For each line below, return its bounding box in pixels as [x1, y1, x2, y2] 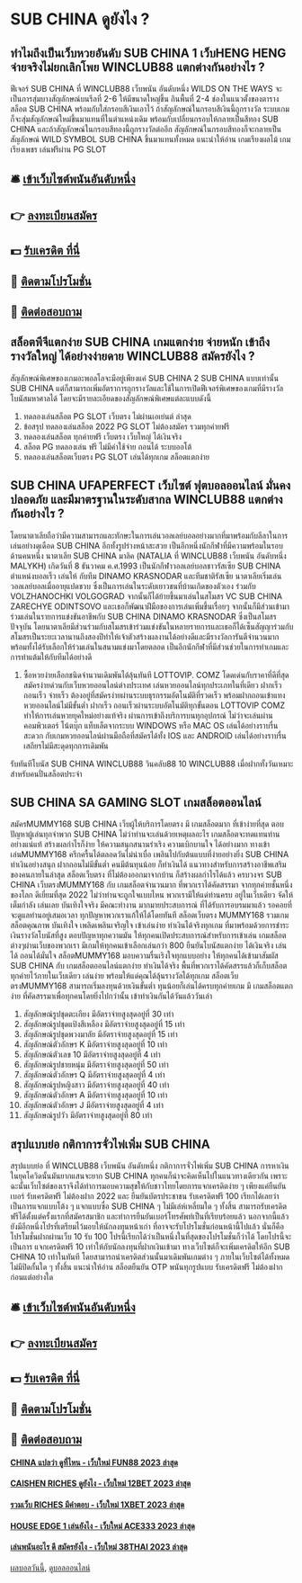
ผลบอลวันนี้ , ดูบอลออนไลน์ [10, 1561, 91, 1573]
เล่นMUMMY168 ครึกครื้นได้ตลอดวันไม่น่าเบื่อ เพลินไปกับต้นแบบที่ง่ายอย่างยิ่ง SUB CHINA [10, 849, 289, 860]
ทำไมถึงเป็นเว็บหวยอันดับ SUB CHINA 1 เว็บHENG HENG [10, 45, 287, 60]
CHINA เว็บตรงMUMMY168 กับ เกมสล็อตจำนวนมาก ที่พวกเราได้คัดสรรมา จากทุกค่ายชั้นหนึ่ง [10, 880, 293, 890]
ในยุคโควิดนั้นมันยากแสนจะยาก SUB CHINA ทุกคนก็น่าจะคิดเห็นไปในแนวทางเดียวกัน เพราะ [10, 1170, 289, 1182]
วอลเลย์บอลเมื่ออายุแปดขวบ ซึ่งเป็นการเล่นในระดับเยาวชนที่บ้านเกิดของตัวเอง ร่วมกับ [10, 580, 257, 591]
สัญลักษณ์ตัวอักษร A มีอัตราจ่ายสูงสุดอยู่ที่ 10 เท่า [22, 1089, 168, 1101]
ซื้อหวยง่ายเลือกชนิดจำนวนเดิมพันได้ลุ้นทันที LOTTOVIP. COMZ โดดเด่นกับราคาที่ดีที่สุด [22, 669, 289, 680]
